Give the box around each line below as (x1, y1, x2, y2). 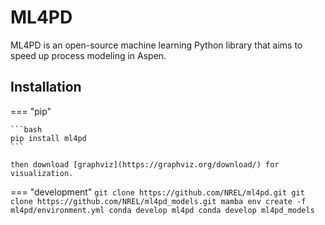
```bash (10, 124, 43, 135)
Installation (10, 79, 82, 96)
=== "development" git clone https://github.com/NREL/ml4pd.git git (10, 186, 305, 198)
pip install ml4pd (10, 133, 87, 143)
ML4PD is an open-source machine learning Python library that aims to (10, 39, 303, 51)
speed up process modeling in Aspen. (10, 49, 167, 61)
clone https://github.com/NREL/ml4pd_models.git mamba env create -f (10, 196, 307, 206)
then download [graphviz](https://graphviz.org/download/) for (10, 159, 280, 170)
